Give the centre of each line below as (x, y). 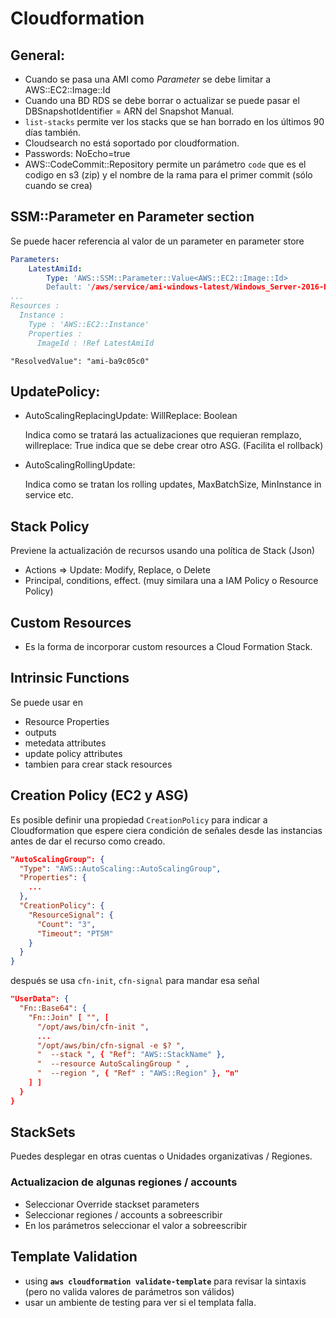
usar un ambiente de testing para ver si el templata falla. (140, 1302)
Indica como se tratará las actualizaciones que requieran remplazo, (163, 435)
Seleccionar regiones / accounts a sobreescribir (123, 1214)
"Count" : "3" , (66, 924)
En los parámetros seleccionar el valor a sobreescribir (136, 1225)
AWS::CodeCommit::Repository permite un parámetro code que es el (165, 164)
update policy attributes (73, 753)
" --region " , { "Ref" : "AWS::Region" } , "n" (138, 1073)
